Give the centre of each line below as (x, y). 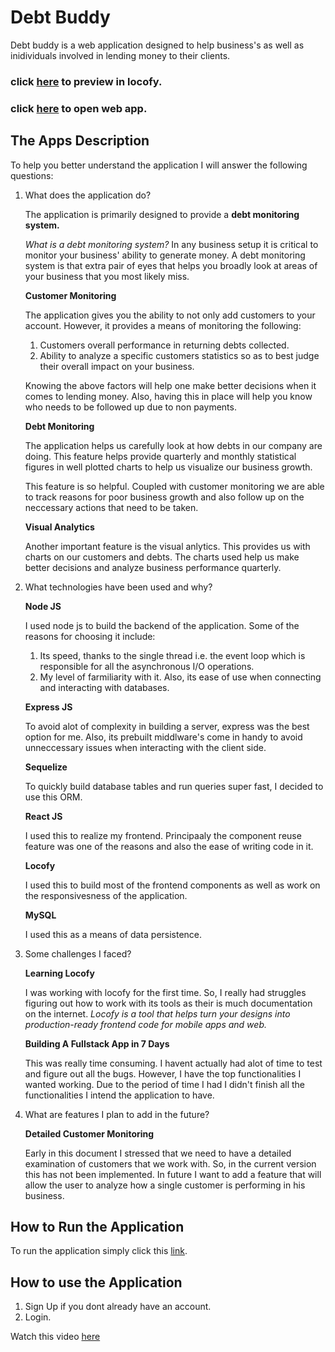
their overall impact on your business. (117, 366)
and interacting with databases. (104, 687)
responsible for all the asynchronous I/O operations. (147, 666)
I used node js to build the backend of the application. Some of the (162, 625)
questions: (32, 175)
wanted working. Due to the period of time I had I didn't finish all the (164, 1084)
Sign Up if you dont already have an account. (118, 1307)
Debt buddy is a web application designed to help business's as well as (157, 45)
